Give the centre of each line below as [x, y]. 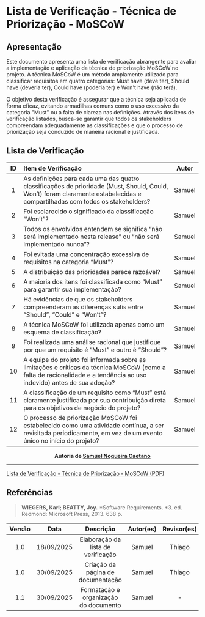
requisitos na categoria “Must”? [69, 262]
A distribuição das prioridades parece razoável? [92, 272]
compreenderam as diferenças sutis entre [83, 307]
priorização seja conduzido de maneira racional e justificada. [83, 132]
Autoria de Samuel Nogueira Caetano [103, 456]
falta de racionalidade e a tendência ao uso [85, 375]
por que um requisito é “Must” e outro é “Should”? [95, 350]
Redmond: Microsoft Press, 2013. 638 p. [72, 514]
